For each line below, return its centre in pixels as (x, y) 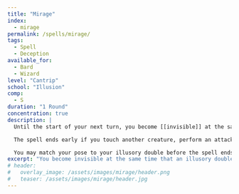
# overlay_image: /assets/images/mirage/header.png (89, 173)
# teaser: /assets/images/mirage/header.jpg (78, 179)
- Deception (32, 54)
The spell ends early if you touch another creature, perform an (113, 140)
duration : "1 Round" (38, 107)
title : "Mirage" (31, 14)
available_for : (30, 61)
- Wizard (27, 73)
